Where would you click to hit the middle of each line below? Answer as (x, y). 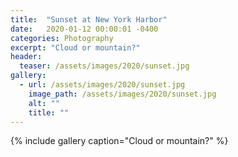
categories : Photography (62, 38)
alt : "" (44, 103)
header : (26, 57)
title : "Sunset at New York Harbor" (89, 19)
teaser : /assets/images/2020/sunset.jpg (104, 66)
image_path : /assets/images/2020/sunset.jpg (122, 94)
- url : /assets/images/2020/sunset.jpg (102, 85)
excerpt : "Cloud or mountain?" (75, 47)
